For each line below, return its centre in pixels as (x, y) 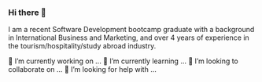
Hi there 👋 (28, 12)
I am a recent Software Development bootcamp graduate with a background (131, 30)
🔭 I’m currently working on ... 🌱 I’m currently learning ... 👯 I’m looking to (123, 61)
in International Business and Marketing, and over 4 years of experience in (129, 37)
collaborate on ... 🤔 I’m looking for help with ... (83, 70)
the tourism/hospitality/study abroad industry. (82, 46)
